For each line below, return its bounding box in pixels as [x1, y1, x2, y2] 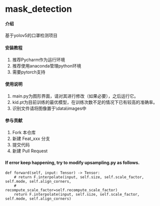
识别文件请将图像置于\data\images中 [12, 105, 87, 111]
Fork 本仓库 [12, 130, 36, 135]
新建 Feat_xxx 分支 [12, 136, 50, 141]
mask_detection [5, 3, 72, 15]
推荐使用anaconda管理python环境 [12, 63, 81, 69]
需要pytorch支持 [12, 69, 46, 75]
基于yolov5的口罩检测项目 [5, 33, 58, 38]
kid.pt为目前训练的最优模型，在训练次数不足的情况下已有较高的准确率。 [12, 99, 158, 105]
